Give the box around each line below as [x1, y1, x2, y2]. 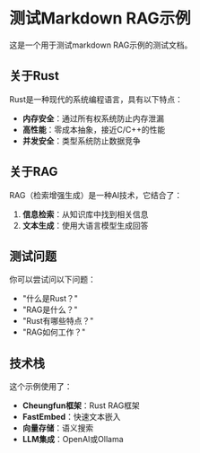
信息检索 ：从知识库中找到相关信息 [22, 208, 149, 220]
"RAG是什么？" [22, 304, 78, 315]
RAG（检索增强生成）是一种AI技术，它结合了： [9, 189, 183, 200]
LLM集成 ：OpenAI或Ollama [22, 434, 124, 445]
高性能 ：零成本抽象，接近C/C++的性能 [22, 124, 166, 135]
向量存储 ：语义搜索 [22, 423, 94, 433]
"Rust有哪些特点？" [22, 316, 94, 327]
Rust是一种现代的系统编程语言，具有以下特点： [9, 93, 184, 104]
